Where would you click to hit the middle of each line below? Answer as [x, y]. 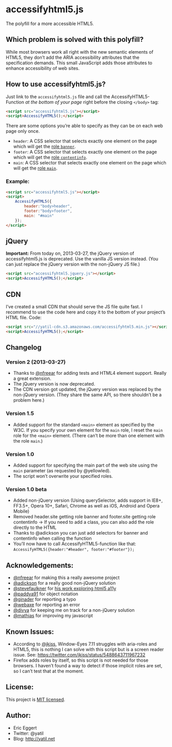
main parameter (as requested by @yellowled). [62, 471]
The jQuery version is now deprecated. [54, 384]
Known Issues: [30, 632]
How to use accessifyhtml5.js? [56, 85]
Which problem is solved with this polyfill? [75, 40]
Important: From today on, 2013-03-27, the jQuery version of [70, 253]
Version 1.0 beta [26, 489]
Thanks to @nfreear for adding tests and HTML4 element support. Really [90, 373]
